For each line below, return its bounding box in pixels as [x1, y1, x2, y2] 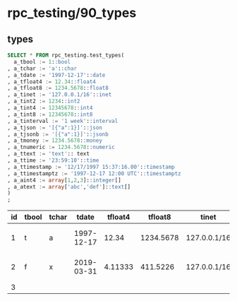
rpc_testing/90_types [7, 5, 137, 21]
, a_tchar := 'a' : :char [7, 65, 78, 72]
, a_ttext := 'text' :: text [7, 150, 90, 158]
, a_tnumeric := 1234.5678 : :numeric [7, 143, 115, 151]
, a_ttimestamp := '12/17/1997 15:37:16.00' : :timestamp [7, 163, 175, 170]
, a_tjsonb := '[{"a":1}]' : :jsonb [7, 131, 109, 138]
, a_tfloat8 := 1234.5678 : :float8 [7, 85, 109, 92]
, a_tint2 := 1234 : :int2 [7, 98, 80, 105]
